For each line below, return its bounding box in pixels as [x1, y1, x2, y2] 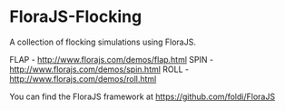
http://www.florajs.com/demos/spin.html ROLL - [9, 64, 189, 75]
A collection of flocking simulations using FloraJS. [9, 36, 197, 47]
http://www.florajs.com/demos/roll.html [9, 73, 157, 84]
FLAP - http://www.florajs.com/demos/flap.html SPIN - [9, 54, 214, 65]
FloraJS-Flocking [9, 6, 142, 27]
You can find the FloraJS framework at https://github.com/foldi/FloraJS [9, 91, 275, 102]
